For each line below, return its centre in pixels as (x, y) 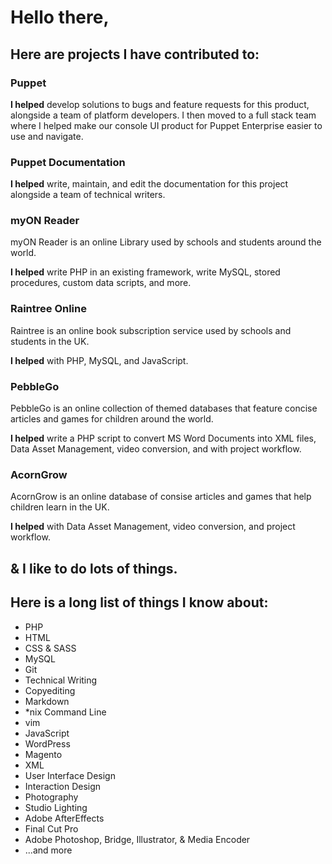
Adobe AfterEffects (64, 818)
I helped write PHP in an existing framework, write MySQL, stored (145, 272)
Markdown (47, 701)
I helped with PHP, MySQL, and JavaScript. (99, 360)
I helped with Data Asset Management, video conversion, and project (153, 527)
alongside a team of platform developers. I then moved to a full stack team (163, 115)
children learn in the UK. (60, 507)
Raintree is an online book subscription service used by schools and (151, 330)
